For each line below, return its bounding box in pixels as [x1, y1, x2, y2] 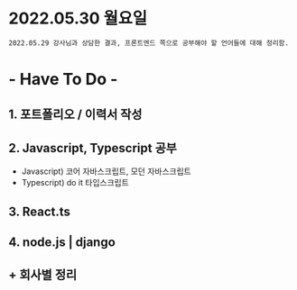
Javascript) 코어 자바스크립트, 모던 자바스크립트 [21, 166, 191, 177]
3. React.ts [8, 204, 71, 219]
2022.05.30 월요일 [8, 8, 148, 29]
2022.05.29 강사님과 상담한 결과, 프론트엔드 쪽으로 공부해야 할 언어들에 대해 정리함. [8, 38, 290, 48]
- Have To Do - [8, 69, 118, 89]
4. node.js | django [8, 234, 116, 249]
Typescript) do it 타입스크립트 [21, 177, 130, 188]
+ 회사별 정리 [8, 267, 78, 283]
